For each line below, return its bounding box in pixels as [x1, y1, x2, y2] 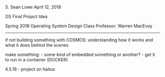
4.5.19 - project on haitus [5, 66, 55, 72]
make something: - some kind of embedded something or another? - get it [5, 52, 156, 58]
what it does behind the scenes [5, 42, 69, 48]
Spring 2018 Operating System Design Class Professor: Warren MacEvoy [5, 23, 153, 29]
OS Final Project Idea [5, 14, 48, 19]
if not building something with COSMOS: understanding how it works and [5, 37, 153, 43]
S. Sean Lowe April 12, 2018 [5, 4, 61, 10]
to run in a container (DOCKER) [5, 57, 68, 62]
